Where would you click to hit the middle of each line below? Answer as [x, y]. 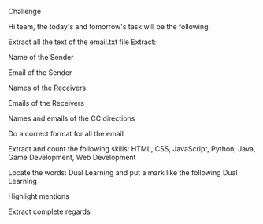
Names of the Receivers [47, 88]
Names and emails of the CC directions [72, 118]
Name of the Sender [41, 57]
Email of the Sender [40, 73]
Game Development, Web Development [72, 157]
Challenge [25, 11]
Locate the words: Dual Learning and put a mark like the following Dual [123, 172]
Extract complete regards [49, 211]
